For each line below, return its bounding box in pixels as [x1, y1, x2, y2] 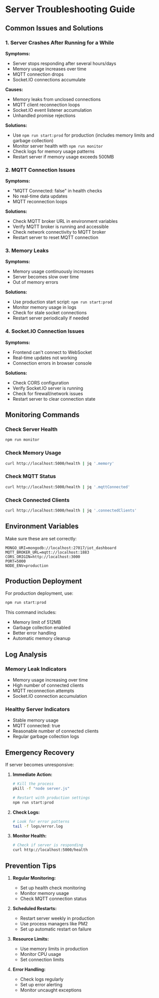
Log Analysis [5, 650, 47, 659]
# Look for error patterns [12, 819, 70, 824]
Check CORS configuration [12, 379, 69, 385]
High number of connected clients [12, 682, 84, 689]
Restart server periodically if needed [12, 315, 89, 321]
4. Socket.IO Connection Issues [5, 328, 85, 335]
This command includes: [5, 609, 57, 616]
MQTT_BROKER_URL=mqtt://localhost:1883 [5, 550, 90, 555]
